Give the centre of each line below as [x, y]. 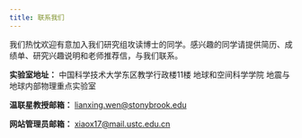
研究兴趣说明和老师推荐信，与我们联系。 [107, 56]
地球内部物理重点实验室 [53, 85]
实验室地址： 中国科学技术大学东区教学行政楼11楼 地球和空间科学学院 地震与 [150, 74]
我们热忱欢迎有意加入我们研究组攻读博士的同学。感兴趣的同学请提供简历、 [147, 44]
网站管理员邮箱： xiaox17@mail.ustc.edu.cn [90, 124]
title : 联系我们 [37, 17]
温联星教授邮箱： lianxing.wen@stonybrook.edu [98, 105]
